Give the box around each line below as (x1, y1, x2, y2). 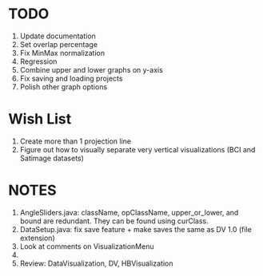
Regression (19, 57, 58, 66)
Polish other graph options (19, 81, 108, 92)
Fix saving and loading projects (19, 73, 123, 83)
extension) (19, 233, 55, 242)
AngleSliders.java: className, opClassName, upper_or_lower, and (19, 207, 239, 217)
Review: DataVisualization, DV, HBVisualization (19, 258, 173, 268)
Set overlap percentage (19, 39, 98, 49)
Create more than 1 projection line (19, 136, 132, 146)
